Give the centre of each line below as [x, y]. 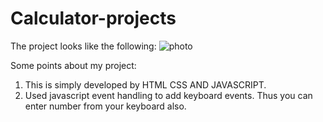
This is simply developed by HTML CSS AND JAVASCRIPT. [145, 84]
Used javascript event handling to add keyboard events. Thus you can [168, 95]
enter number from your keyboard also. [105, 106]
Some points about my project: [73, 65]
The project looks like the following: [83, 46]
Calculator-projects [93, 18]
